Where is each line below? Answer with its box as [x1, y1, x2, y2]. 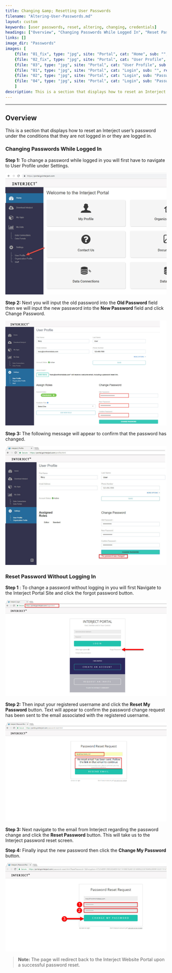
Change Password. [5, 310, 46, 317]
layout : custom [5, 19, 38, 24]
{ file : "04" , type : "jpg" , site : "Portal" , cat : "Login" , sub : [14, 78, 153, 84]
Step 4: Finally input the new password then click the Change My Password [5, 847, 166, 853]
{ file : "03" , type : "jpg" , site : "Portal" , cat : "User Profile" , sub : [14, 62, 168, 68]
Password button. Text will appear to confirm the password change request [5, 707, 165, 713]
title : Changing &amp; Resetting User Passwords [5, 8, 111, 13]
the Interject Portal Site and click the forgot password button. [5, 590, 134, 596]
